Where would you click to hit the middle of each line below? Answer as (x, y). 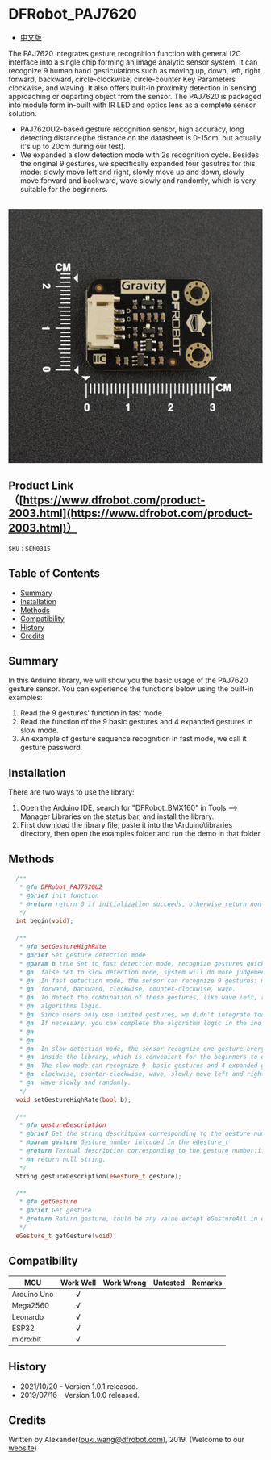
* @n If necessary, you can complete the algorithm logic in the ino (140, 1023)
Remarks (207, 1283)
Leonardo (28, 1316)
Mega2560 (31, 1306)
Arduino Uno (33, 1295)
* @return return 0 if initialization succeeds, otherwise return (133, 904)
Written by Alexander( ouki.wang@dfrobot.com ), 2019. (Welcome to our (126, 1440)
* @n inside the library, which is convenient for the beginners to (138, 1057)
